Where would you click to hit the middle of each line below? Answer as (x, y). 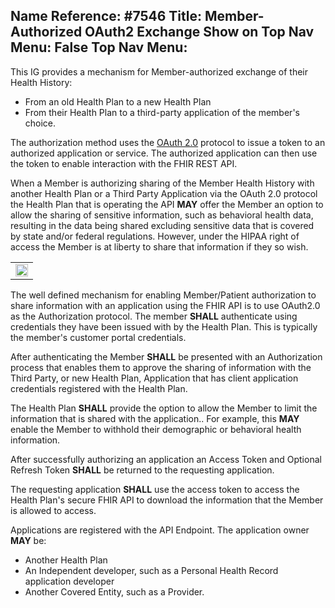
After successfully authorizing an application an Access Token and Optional (166, 459)
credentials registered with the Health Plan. (99, 388)
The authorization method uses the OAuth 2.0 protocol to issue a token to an (168, 142)
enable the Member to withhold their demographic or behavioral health (156, 429)
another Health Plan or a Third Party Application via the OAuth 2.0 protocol (164, 193)
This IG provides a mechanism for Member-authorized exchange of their (159, 71)
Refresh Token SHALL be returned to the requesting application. (142, 470)
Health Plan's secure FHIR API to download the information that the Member (167, 500)
